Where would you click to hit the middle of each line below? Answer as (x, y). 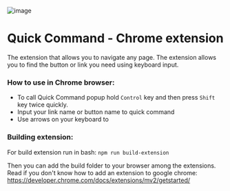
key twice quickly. (43, 105)
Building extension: (40, 137)
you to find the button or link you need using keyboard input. (93, 65)
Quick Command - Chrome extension (115, 38)
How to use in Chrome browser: (61, 82)
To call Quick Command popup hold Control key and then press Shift (116, 98)
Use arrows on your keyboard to (63, 120)
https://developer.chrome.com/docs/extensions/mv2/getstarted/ (99, 180)
